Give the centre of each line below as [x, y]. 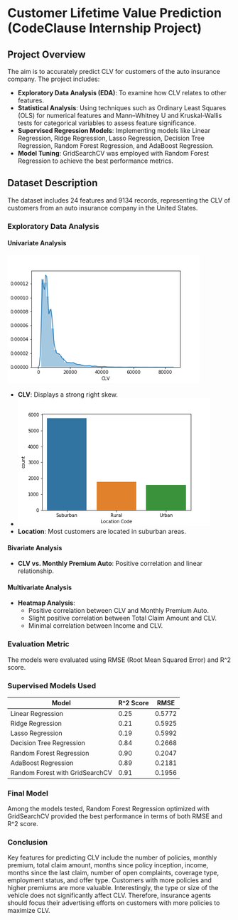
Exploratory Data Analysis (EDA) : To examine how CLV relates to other [122, 93]
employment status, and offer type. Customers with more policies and [109, 880]
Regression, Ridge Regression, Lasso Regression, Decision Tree [111, 138]
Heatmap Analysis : [47, 603]
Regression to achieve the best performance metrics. [96, 161]
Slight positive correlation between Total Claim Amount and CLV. [123, 618]
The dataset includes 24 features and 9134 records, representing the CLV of [119, 200]
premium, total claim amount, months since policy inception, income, [108, 865]
